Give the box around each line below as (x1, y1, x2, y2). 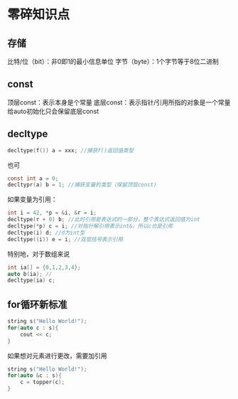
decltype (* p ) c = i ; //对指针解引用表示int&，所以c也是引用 (7, 223, 173, 230)
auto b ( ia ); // (7, 270, 53, 277)
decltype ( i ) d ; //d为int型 (7, 229, 85, 236)
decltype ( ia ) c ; (7, 277, 55, 284)
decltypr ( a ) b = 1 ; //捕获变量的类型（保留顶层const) (7, 181, 158, 188)
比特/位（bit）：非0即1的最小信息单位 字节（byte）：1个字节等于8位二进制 (7, 58, 219, 65)
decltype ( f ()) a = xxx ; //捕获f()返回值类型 (7, 147, 134, 154)
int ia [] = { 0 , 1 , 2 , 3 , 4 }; (7, 264, 81, 271)
